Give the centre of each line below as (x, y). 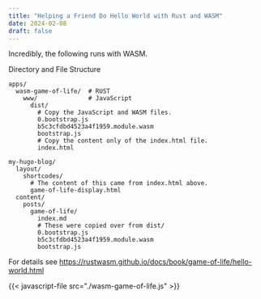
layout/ (29, 169)
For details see (33, 262)
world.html (26, 271)
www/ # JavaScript (77, 99)
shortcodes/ (43, 176)
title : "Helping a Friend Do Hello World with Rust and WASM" (116, 16)
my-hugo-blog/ (32, 162)
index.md (52, 219)
